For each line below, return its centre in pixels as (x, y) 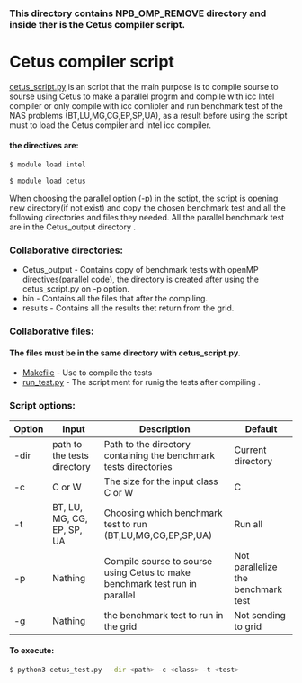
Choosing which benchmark (163, 513)
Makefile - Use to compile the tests (87, 373)
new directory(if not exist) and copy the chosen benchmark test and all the (147, 207)
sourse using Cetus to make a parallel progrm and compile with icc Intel (142, 96)
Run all (249, 524)
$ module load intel (48, 165)
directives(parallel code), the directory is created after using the (140, 279)
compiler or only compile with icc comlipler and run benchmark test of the (146, 105)
